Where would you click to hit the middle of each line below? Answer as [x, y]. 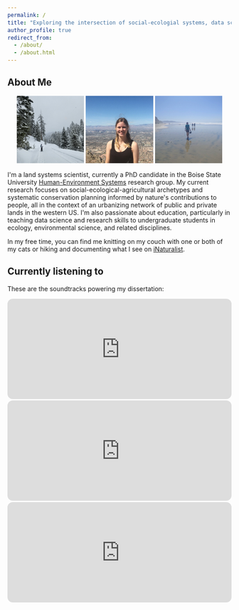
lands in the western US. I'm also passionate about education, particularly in [119, 213]
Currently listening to [55, 271]
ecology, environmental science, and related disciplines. [90, 228]
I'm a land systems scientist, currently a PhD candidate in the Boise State [115, 174]
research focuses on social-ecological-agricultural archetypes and [105, 190]
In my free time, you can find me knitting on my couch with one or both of [115, 242]
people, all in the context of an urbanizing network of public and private [112, 205]
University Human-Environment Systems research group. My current [108, 182]
